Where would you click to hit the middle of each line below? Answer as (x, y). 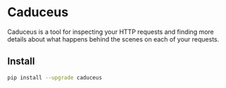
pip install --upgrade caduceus (55, 77)
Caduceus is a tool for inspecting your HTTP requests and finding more (111, 32)
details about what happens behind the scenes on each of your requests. (113, 39)
